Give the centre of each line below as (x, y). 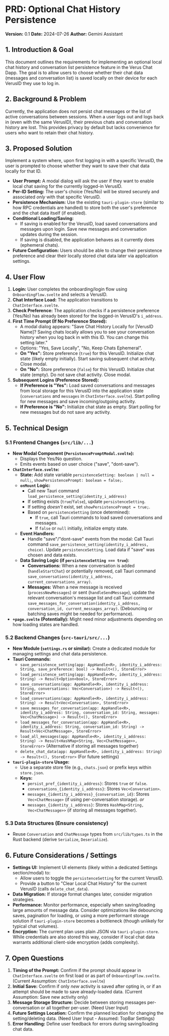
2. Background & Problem (46, 99)
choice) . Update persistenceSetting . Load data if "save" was (91, 549)
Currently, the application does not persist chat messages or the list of (78, 111)
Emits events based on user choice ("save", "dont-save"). (79, 464)
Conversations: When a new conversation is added (81, 565)
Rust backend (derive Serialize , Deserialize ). (61, 840)
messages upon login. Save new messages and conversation (83, 229)
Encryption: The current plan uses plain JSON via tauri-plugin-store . (86, 932)
